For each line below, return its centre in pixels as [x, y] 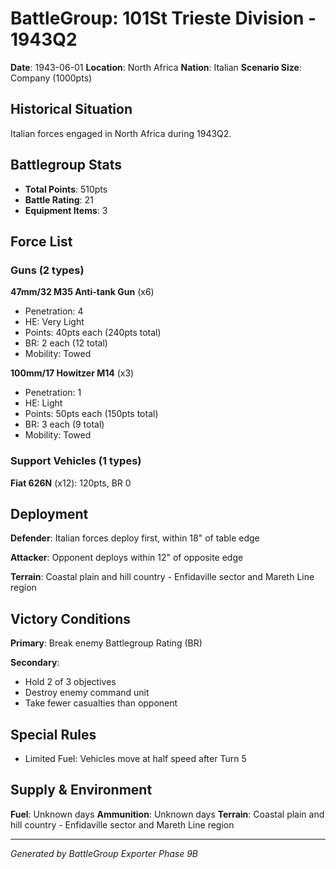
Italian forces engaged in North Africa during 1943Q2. [121, 133]
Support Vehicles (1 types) [76, 461]
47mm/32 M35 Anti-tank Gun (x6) [82, 292]
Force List [41, 241]
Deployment [49, 513]
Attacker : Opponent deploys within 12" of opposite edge [127, 558]
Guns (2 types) [47, 270]
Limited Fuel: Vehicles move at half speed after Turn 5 [135, 758]
